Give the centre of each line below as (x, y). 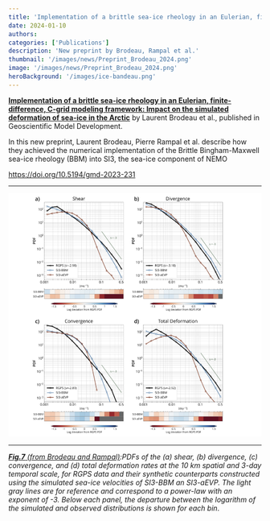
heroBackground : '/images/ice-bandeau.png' (82, 76)
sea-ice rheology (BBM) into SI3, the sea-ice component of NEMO (118, 159)
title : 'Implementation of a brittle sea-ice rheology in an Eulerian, (131, 17)
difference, (27, 109)
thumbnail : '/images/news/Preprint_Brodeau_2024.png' (100, 60)
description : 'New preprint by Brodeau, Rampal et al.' (104, 51)
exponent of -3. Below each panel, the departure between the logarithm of (132, 500)
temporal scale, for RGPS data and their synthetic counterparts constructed (134, 474)
